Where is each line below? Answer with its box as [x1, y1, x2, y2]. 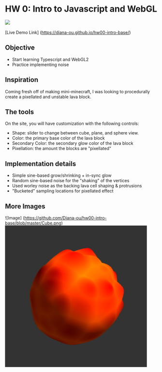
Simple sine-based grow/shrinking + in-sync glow [12, 172, 112, 178]
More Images [5, 202, 45, 210]
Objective [5, 44, 35, 52]
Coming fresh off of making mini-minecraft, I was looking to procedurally [5, 88, 150, 94]
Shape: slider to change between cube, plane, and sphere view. [12, 130, 139, 136]
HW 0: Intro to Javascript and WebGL [5, 3, 157, 15]
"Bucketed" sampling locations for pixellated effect [12, 188, 114, 194]
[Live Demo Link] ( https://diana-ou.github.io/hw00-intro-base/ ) [5, 29, 131, 35]
